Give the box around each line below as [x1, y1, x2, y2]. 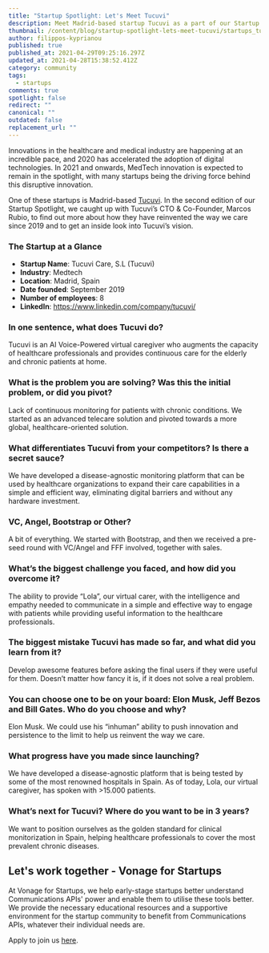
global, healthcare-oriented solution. [8, 422, 129, 432]
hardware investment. [8, 496, 80, 505]
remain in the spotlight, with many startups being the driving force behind [8, 171, 251, 180]
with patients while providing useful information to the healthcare [8, 608, 223, 618]
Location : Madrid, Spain [19, 276, 100, 286]
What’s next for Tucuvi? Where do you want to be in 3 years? [8, 805, 250, 817]
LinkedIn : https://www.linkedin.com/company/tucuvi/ [19, 302, 196, 311]
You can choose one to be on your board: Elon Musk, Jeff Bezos [8, 693, 261, 704]
